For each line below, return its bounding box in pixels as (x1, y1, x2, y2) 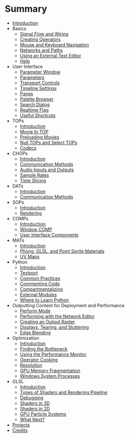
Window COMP (19, 226, 52, 233)
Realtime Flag (19, 107, 49, 113)
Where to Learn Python (19, 297, 70, 303)
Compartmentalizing (19, 286, 63, 292)
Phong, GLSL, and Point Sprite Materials (19, 248, 104, 254)
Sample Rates (19, 172, 49, 178)
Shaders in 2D (19, 405, 50, 411)
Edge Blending (19, 329, 51, 335)
